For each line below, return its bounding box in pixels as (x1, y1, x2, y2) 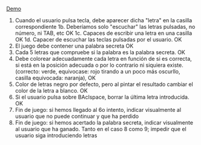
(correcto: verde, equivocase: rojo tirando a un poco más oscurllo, (15, 68, 180, 75)
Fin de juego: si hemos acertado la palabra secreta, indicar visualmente (15, 119, 194, 126)
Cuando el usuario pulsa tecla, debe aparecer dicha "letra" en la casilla (15, 17, 193, 23)
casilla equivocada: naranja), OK (15, 75, 96, 81)
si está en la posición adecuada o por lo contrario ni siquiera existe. (15, 61, 183, 69)
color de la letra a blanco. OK (15, 87, 88, 94)
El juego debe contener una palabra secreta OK (15, 42, 134, 49)
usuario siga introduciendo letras (15, 132, 97, 139)
